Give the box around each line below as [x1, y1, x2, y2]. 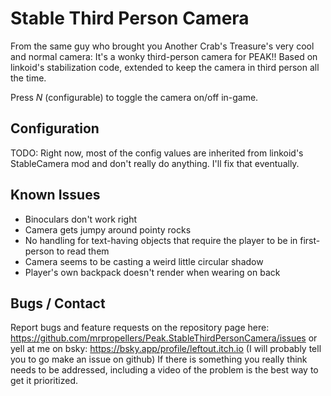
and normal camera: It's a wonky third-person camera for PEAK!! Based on [10, 50, 318, 62]
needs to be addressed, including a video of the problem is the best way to [10, 364, 319, 376]
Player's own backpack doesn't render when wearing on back [24, 266, 281, 278]
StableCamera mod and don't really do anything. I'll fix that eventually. [10, 157, 300, 169]
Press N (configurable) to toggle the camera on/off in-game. [10, 91, 259, 103]
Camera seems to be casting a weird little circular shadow [24, 255, 264, 267]
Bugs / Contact [10, 295, 106, 312]
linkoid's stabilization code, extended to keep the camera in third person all [10, 61, 320, 73]
